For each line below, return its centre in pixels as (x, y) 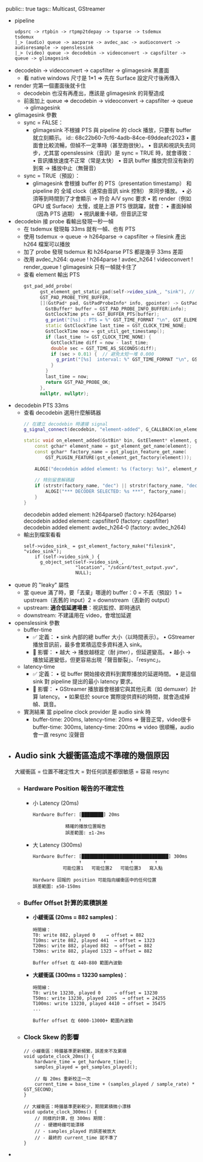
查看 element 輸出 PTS (52, 274)
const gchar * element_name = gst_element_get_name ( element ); (113, 447)
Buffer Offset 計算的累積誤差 (65, 903)
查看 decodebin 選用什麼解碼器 (62, 412)
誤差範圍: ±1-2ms (85, 833)
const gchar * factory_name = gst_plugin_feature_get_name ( (111, 452)
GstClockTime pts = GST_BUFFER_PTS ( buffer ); (102, 315)
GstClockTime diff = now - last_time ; (100, 343)
